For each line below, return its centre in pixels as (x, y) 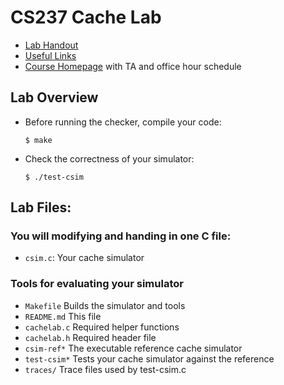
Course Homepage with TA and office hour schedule (133, 66)
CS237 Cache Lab (86, 17)
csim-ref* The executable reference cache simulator (133, 348)
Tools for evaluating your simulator (97, 284)
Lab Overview (54, 97)
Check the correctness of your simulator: (109, 158)
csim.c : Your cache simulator (84, 258)
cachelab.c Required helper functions (102, 327)
